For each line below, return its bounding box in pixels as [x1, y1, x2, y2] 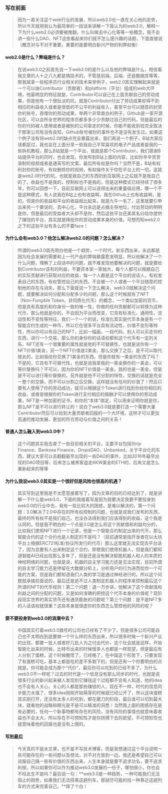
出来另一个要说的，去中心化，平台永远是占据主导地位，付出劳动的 [17, 204, 153, 210]
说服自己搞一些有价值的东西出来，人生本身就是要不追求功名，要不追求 [17, 758, 162, 764]
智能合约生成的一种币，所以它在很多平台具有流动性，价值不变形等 [17, 322, 153, 328]
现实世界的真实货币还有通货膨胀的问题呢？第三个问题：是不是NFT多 [21, 597, 162, 603]
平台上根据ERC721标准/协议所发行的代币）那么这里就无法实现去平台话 [17, 540, 162, 546]
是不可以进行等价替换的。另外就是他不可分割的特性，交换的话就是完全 [17, 372, 162, 378]
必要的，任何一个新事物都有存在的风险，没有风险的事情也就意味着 [21, 708, 158, 714]
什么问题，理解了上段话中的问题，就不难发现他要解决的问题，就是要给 [17, 259, 162, 266]
